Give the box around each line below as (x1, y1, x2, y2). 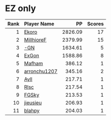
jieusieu (24, 99, 42, 106)
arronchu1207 (24, 68, 58, 75)
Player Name (24, 20, 54, 27)
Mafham (24, 60, 43, 67)
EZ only (5, 3, 36, 14)
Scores (87, 20, 104, 27)
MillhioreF (24, 36, 47, 43)
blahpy (24, 107, 40, 114)
